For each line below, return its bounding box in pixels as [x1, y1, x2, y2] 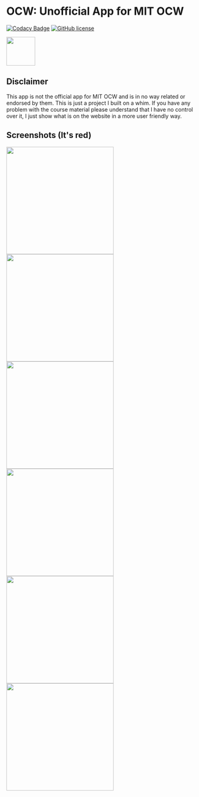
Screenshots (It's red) [6, 130, 92, 140]
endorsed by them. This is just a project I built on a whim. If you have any [6, 99, 191, 107]
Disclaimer [6, 77, 48, 87]
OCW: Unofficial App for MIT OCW [6, 4, 184, 18]
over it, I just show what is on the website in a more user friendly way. [6, 112, 182, 120]
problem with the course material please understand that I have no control [6, 105, 193, 113]
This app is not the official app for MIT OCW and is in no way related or [6, 93, 186, 100]
